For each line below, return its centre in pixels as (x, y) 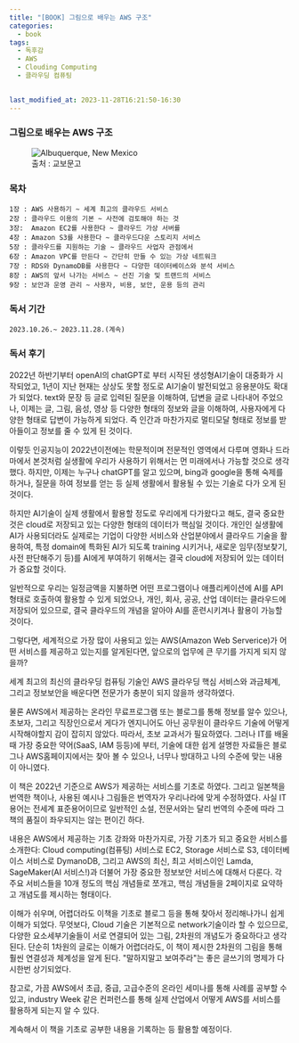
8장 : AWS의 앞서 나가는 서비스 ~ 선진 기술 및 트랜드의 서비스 (110, 276)
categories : (31, 26)
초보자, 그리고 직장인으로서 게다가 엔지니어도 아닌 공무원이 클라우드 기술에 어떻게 (149, 722)
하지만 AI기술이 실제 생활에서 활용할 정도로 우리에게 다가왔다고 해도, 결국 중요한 (147, 513)
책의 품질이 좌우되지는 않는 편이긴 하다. (77, 819)
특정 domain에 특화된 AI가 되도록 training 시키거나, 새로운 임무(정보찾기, (161, 546)
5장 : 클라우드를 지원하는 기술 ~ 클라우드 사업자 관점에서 (101, 247)
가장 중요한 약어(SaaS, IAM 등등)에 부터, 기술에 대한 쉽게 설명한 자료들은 (145, 744)
